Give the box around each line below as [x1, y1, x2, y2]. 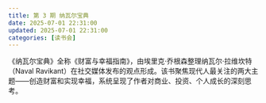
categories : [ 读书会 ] [8, 33, 76, 42]
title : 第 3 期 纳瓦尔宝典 [8, 11, 89, 20]
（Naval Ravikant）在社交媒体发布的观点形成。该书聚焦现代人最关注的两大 [8, 67, 252, 76]
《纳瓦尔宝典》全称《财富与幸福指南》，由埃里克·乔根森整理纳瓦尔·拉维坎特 [8, 56, 253, 66]
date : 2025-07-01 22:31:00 [8, 19, 98, 27]
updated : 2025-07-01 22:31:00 [8, 26, 109, 34]
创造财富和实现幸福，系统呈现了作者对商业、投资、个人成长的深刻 [29, 76, 245, 86]
